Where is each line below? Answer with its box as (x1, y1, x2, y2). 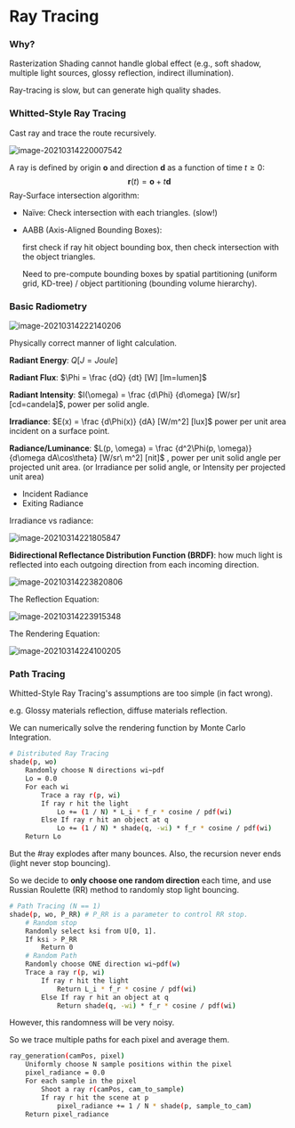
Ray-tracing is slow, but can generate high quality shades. (9, 85, 222, 95)
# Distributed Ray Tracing (9, 749, 109, 758)
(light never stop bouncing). (9, 858, 111, 868)
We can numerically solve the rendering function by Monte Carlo (9, 723, 246, 733)
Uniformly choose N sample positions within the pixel (25, 1060, 233, 1069)
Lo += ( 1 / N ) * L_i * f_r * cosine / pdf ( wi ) (56, 807, 233, 816)
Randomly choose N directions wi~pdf (25, 766, 165, 775)
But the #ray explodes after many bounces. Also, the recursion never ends (9, 848, 282, 859)
